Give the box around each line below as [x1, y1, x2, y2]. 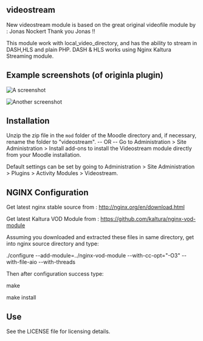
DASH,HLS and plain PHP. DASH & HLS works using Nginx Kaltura [6, 46, 171, 53]
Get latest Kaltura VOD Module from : [6, 215, 99, 223]
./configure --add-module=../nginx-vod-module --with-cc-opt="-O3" [6, 252, 181, 259]
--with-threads [38, 259, 76, 266]
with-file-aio [6, 259, 38, 266]
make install [6, 294, 36, 301]
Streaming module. [6, 52, 54, 60]
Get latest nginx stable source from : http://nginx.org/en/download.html [6, 204, 185, 211]
